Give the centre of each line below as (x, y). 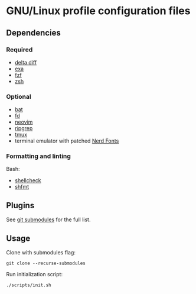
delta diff (26, 62)
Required (19, 50)
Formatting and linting (38, 156)
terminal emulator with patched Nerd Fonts (67, 141)
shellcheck (28, 180)
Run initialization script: (35, 274)
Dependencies (33, 33)
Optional (19, 96)
